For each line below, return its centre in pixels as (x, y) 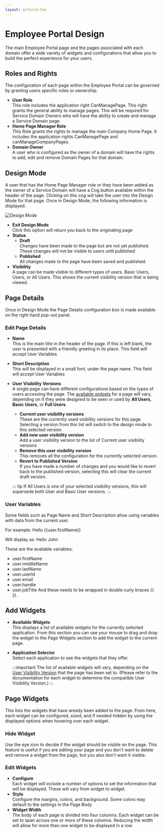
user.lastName (27, 569)
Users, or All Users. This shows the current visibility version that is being (85, 277)
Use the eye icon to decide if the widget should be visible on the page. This (81, 744)
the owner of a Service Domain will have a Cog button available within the (79, 190)
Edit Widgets (21, 768)
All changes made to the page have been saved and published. (83, 262)
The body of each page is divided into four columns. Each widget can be (85, 815)
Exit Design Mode (30, 225)
